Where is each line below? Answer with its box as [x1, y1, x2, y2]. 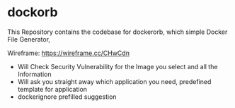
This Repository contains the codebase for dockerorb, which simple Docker [7, 28, 228, 36]
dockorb [7, 4, 58, 20]
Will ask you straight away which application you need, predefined [17, 77, 212, 85]
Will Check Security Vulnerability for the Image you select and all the [17, 62, 218, 71]
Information [17, 70, 52, 78]
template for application [17, 85, 87, 93]
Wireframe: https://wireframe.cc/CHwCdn [7, 49, 130, 57]
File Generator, [7, 35, 51, 43]
